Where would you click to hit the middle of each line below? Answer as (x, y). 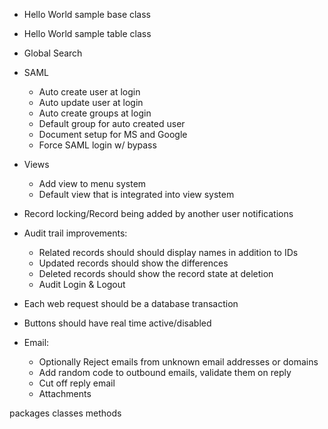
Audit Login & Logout (82, 284)
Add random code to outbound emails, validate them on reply (165, 372)
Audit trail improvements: (75, 233)
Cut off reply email (77, 383)
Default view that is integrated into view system (136, 194)
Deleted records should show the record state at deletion (156, 273)
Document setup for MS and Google (113, 134)
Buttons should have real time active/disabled (117, 323)
